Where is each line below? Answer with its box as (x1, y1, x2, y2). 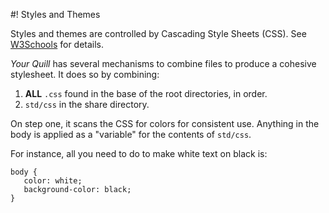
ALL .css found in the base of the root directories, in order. (24, 88, 268, 99)
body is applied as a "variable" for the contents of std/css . (10, 129, 252, 140)
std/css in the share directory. (24, 99, 150, 110)
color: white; (23, 176, 83, 186)
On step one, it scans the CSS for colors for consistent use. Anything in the (10, 118, 320, 129)
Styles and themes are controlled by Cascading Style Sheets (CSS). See (10, 28, 307, 39)
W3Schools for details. (10, 39, 105, 50)
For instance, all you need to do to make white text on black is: (10, 148, 268, 159)
